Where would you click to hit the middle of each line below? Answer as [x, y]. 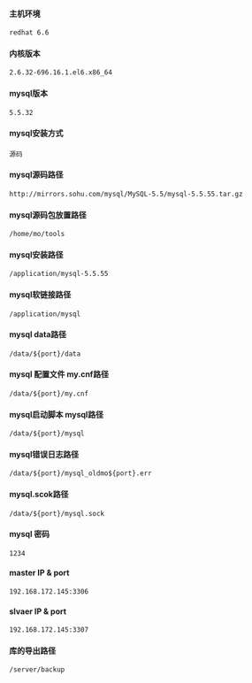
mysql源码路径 [36, 175]
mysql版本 [29, 93]
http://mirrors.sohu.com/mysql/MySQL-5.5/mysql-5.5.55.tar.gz [126, 195]
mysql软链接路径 [40, 295]
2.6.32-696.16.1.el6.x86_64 [61, 73]
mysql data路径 [38, 334]
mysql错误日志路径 [44, 454]
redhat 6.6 [29, 33]
